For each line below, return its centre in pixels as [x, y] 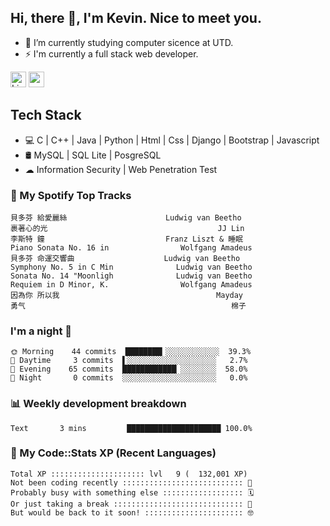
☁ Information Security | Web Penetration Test [121, 169]
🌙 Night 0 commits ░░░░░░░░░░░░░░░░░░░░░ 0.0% [129, 378]
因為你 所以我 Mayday [127, 295]
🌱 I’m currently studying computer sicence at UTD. [129, 42]
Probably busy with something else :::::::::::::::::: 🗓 [132, 492]
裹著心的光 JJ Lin [127, 228]
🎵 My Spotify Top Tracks [71, 195]
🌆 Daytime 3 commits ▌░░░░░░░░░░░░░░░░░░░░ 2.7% [129, 361]
